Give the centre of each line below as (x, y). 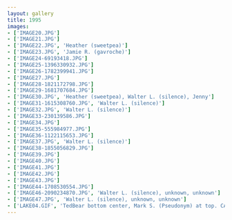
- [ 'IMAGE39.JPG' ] (33, 155)
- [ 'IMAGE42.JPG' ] (33, 174)
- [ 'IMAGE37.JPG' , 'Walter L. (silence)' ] (69, 142)
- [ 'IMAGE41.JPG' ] (33, 167)
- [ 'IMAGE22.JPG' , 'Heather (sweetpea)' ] (68, 46)
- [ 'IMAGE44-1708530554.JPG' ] (51, 187)
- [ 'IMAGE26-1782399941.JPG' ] (51, 71)
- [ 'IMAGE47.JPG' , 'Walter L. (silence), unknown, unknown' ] (97, 200)
